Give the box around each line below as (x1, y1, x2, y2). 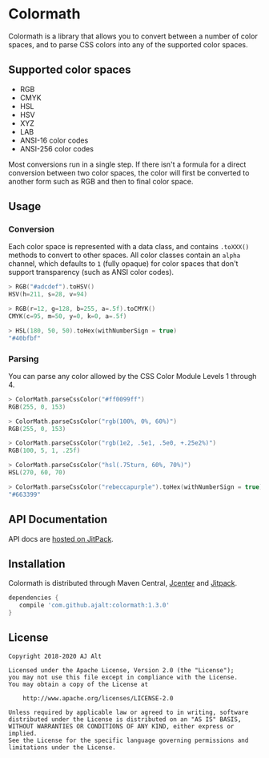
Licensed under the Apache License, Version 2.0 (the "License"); (8, 666, 235, 674)
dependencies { (8, 594, 59, 602)
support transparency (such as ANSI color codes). (8, 268, 175, 277)
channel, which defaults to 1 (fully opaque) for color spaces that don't (8, 259, 239, 268)
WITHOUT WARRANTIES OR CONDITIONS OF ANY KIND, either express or (8, 722, 235, 730)
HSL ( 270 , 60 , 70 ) (8, 469, 66, 477)
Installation (8, 557, 66, 571)
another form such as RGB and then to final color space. (8, 176, 194, 186)
